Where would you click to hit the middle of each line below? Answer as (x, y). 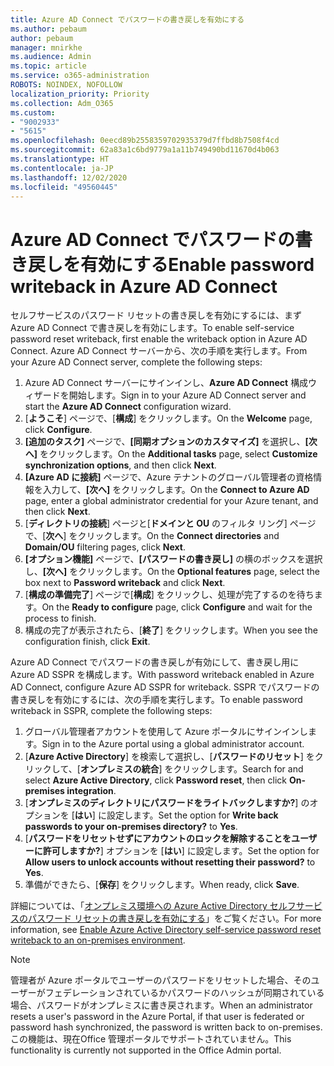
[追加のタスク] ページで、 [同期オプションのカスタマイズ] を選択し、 (165, 442)
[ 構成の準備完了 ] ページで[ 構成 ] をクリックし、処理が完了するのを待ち (169, 595)
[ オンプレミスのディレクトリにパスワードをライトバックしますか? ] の (167, 803)
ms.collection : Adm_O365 (62, 103)
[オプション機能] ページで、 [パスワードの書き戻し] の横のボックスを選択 (173, 559)
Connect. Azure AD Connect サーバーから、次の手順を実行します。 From (159, 351)
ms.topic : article (48, 66)
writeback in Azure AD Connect (144, 286)
